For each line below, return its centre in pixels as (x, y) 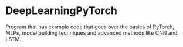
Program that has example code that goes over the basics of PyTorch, (90, 27)
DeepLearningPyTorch (62, 11)
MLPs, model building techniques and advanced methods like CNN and (91, 32)
